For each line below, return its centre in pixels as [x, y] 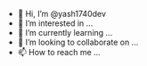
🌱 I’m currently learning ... [65, 33]
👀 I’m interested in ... [55, 23]
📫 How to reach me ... [59, 52]
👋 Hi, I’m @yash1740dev [62, 14]
